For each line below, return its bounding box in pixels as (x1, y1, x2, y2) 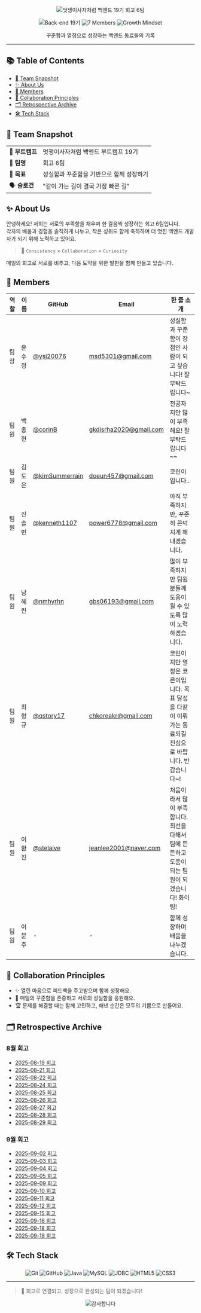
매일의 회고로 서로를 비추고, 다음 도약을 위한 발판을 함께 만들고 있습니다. (6, 259, 173, 267)
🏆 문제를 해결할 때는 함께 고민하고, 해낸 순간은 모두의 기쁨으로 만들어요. (14, 1002, 184, 1009)
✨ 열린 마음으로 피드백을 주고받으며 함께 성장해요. (14, 987, 132, 994)
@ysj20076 (32, 352, 67, 361)
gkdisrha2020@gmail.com (89, 425, 165, 433)
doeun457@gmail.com (89, 472, 154, 480)
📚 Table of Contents (6, 56, 85, 66)
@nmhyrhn (32, 597, 65, 606)
